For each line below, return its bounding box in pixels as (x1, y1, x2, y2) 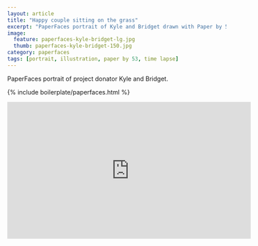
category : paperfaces (7, 49, 70, 56)
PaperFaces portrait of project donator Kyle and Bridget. (7, 74, 168, 83)
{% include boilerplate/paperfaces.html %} (7, 88, 130, 96)
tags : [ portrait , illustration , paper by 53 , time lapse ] (7, 56, 179, 63)
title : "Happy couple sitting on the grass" (7, 17, 138, 24)
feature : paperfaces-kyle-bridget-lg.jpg (13, 36, 136, 43)
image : (7, 29, 26, 37)
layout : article (7, 10, 54, 17)
